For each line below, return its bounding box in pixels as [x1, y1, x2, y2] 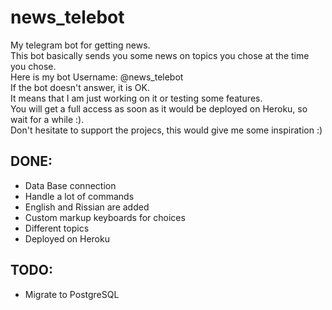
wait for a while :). [10, 113, 85, 125]
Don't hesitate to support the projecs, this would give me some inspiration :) [10, 124, 323, 136]
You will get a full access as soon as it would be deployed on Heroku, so [10, 102, 308, 115]
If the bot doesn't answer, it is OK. [10, 81, 150, 93]
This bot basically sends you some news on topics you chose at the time [10, 49, 310, 61]
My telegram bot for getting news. [10, 39, 151, 51]
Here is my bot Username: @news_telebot [10, 71, 184, 83]
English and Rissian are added [24, 201, 150, 213]
